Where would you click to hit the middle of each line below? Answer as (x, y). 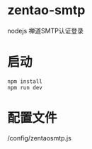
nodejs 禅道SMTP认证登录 (45, 31)
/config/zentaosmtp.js (40, 138)
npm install (25, 81)
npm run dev (25, 87)
